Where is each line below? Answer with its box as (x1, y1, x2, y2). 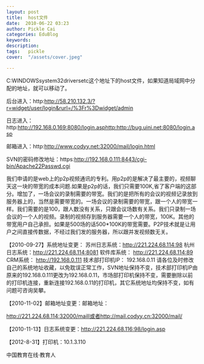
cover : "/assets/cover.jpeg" (6, 54, 83, 60)
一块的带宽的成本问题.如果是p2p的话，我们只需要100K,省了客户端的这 (16, 182, 191, 190)
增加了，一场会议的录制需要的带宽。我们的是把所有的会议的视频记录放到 (16, 190, 198, 197)
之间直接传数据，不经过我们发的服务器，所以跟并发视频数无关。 (11, 228, 171, 235)
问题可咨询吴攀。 (6, 286, 49, 294)
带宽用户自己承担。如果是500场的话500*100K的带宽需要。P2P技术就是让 (6, 220, 191, 228)
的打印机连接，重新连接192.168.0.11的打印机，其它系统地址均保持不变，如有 (6, 279, 194, 286)
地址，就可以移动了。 (16, 84, 70, 92)
